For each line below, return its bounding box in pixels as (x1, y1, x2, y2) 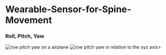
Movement (5, 14, 52, 26)
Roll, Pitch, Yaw (5, 33, 44, 40)
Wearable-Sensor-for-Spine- (5, 4, 131, 15)
